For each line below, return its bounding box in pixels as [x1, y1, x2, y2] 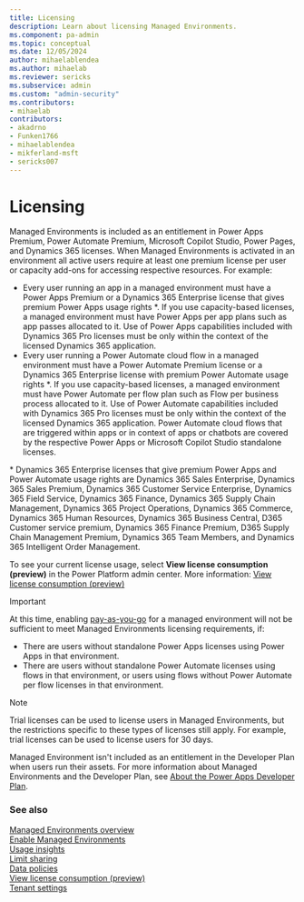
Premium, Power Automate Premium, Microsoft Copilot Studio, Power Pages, [9, 236, 296, 246]
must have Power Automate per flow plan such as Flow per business [22, 388, 279, 400]
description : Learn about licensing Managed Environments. [9, 22, 238, 31]
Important [9, 596, 46, 607]
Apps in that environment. [22, 651, 120, 662]
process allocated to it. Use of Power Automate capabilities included [22, 398, 279, 409]
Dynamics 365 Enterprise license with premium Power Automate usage [22, 369, 289, 380]
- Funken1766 [9, 132, 59, 141]
